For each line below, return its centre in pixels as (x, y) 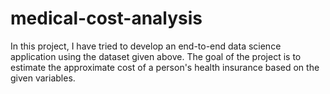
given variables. (43, 78)
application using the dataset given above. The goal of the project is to (156, 56)
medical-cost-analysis (106, 18)
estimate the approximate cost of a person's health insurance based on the (165, 67)
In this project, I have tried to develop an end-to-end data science (146, 46)
